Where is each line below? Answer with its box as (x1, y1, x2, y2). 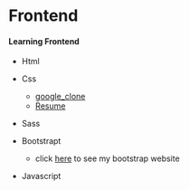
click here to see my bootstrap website (34, 153, 180, 164)
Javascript (21, 171, 61, 182)
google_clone (34, 91, 86, 102)
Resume (34, 100, 66, 111)
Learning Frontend (8, 35, 80, 46)
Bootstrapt (21, 136, 61, 147)
